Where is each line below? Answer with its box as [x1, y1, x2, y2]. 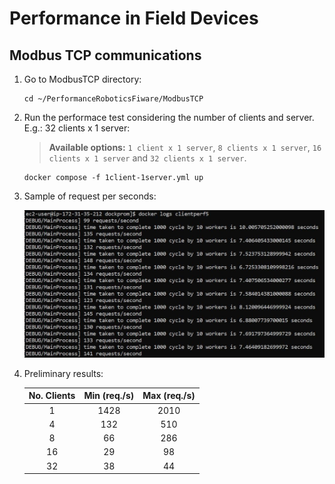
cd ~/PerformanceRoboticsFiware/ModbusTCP [23, 94, 204, 104]
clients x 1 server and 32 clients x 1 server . [48, 152, 247, 164]
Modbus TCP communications [9, 47, 202, 64]
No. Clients [28, 390, 76, 402]
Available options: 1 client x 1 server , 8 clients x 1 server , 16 [48, 142, 322, 153]
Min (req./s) [83, 390, 135, 402]
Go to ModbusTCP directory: [23, 73, 142, 85]
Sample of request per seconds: [23, 190, 157, 202]
